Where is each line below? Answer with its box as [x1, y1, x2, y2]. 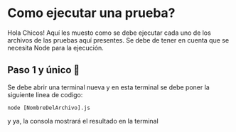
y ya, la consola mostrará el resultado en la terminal [7, 116, 159, 125]
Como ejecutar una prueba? [7, 5, 176, 21]
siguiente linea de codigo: [7, 90, 83, 99]
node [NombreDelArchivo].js [7, 104, 91, 111]
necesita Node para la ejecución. [7, 43, 104, 52]
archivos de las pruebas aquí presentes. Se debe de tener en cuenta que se [7, 35, 230, 44]
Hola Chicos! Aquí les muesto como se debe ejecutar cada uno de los [7, 28, 211, 37]
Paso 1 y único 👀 [7, 64, 80, 76]
